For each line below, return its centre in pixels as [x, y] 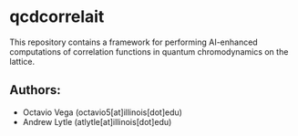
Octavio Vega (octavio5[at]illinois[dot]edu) [102, 112]
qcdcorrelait [57, 17]
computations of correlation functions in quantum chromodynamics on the [149, 51]
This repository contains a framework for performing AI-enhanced [134, 42]
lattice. [22, 61]
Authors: [35, 90]
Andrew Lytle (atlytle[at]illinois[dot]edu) [97, 121]
